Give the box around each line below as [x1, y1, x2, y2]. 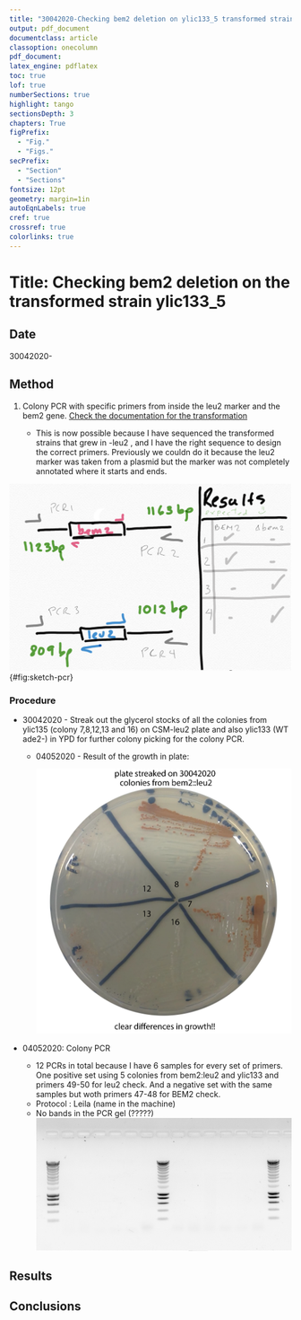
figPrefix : [9, 128, 50, 137]
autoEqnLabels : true [9, 204, 87, 213]
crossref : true [9, 223, 66, 233]
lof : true [9, 81, 47, 90]
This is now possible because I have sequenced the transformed [35, 427, 275, 438]
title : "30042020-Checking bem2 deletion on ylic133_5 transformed [9, 14, 267, 23]
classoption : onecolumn [9, 43, 99, 52]
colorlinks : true [9, 233, 74, 242]
